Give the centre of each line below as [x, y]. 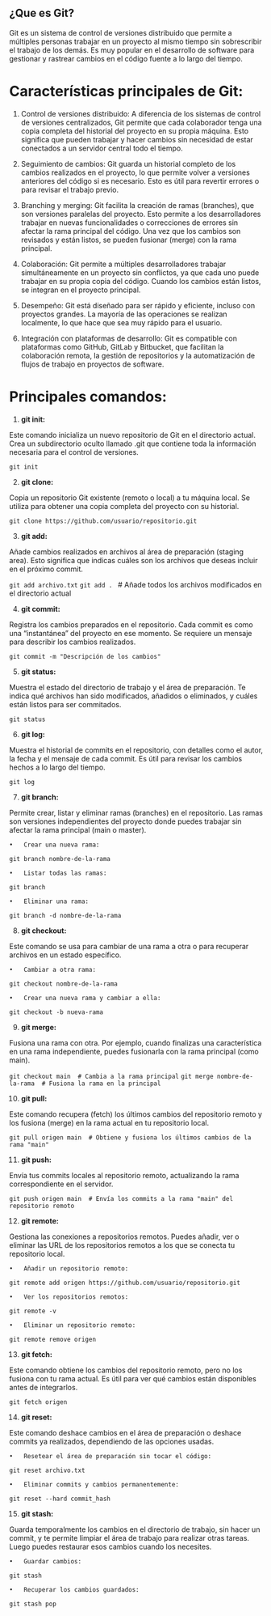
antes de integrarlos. [44, 1387]
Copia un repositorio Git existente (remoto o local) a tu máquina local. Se [130, 498]
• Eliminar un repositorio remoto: [73, 1325]
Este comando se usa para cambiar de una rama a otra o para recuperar [129, 946]
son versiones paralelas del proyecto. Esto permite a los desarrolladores [141, 214]
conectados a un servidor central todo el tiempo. [102, 148]
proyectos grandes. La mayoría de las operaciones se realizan [124, 314]
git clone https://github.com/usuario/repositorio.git [103, 521]
